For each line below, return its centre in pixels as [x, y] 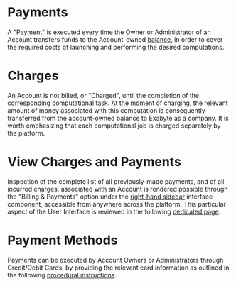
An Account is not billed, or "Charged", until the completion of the [103, 95]
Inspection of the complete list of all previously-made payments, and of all [116, 181]
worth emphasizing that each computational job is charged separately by [114, 126]
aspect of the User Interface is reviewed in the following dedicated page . [114, 211]
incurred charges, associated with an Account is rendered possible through [118, 189]
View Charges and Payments [94, 162]
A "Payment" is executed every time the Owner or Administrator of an [109, 32]
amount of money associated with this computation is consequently [107, 110]
